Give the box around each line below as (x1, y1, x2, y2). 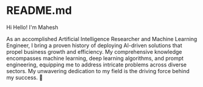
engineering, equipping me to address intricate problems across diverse (6, 61, 187, 68)
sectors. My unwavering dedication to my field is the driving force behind (6, 67, 190, 74)
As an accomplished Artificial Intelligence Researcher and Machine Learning (6, 35, 198, 42)
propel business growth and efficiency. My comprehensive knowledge (6, 48, 182, 55)
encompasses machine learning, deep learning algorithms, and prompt (6, 54, 184, 62)
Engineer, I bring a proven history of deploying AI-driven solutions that (6, 42, 182, 49)
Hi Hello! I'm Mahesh (6, 24, 59, 31)
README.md (6, 4, 72, 18)
